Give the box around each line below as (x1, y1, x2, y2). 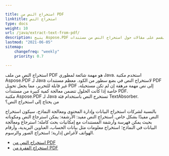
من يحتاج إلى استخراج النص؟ (5, 98, 59, 104)
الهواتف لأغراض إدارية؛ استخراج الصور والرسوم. (5, 129, 95, 135)
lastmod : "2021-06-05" (5, 40, 53, 45)
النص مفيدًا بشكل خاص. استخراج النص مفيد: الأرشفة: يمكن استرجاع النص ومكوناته (5, 113, 159, 119)
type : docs (5, 21, 28, 26)
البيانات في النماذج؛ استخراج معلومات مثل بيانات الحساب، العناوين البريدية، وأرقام (5, 124, 157, 130)
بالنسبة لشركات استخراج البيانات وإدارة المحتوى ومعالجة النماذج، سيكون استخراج (5, 108, 157, 114)
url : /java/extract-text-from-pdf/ (5, 31, 80, 36)
